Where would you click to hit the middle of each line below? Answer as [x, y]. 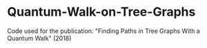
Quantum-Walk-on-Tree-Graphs [101, 12]
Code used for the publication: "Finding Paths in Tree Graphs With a [103, 31]
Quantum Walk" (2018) [39, 38]
